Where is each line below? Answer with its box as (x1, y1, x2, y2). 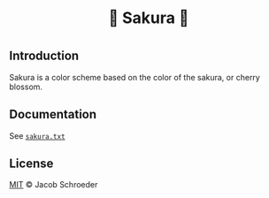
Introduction (9, 49, 80, 64)
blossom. (9, 81, 42, 92)
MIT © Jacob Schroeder (9, 179, 98, 190)
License (9, 156, 54, 171)
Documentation (9, 107, 97, 122)
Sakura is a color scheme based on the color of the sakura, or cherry (9, 72, 261, 82)
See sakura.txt (9, 130, 65, 141)
